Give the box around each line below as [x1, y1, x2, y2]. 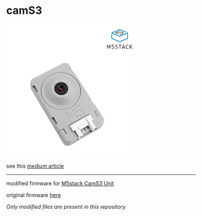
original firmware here [6, 191, 61, 199]
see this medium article [6, 162, 64, 170]
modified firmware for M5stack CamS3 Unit [6, 179, 114, 187]
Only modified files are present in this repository [6, 203, 126, 210]
